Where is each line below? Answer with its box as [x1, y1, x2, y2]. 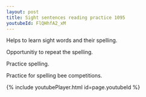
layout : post [6, 8, 39, 15]
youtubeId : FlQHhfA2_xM [6, 20, 66, 26]
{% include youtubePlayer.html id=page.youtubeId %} [6, 84, 141, 91]
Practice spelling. [6, 60, 49, 67]
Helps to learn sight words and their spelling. [6, 37, 118, 44]
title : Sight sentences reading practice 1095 [6, 15, 125, 21]
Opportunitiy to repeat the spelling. [6, 48, 94, 56]
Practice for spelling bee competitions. [6, 72, 103, 79]
